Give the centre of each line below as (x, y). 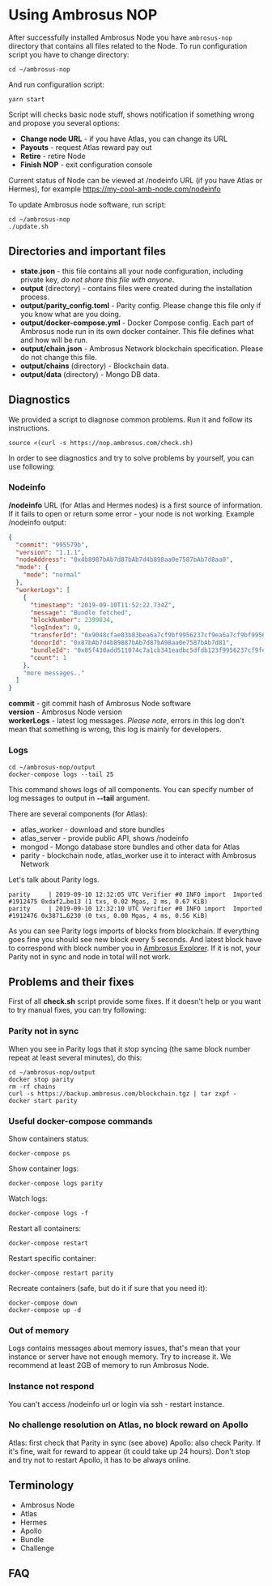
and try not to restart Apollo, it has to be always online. (100, 1460)
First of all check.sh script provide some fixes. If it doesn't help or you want (135, 1001)
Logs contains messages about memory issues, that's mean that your (124, 1348)
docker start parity (43, 1100)
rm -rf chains (32, 1087)
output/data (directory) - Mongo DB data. (90, 374)
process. (35, 297)
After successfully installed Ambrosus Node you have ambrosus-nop (121, 37)
